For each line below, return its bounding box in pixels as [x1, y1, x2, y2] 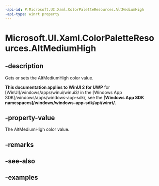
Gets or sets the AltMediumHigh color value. [5, 75, 94, 80]
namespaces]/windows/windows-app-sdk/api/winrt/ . [5, 100, 116, 106]
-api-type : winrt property [5, 12, 60, 16]
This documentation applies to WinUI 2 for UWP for [5, 84, 110, 90]
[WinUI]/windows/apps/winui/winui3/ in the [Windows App [5, 89, 122, 95]
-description [5, 62, 44, 70]
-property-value [5, 113, 55, 122]
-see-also [5, 157, 35, 165]
